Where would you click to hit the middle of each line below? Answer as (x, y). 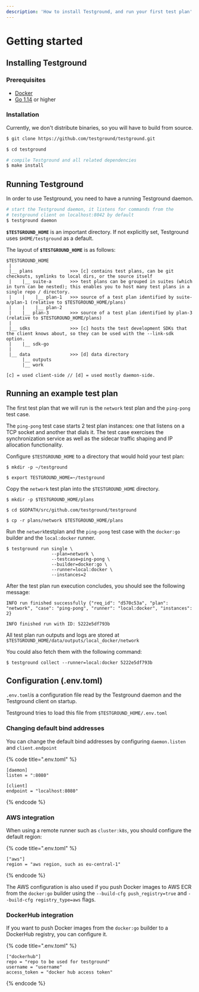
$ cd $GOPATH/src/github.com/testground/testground (71, 510)
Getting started (45, 41)
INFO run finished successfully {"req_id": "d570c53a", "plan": (87, 603)
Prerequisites (26, 80)
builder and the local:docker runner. (51, 538)
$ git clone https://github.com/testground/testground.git (81, 138)
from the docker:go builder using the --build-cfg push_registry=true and (97, 893)
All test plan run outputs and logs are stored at (63, 635)
